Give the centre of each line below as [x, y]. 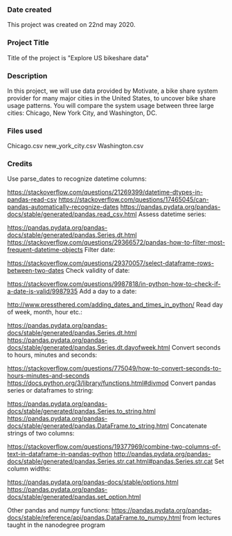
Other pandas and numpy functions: [59, 510]
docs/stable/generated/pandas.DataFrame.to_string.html [88, 426]
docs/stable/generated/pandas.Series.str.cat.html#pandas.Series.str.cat [110, 461]
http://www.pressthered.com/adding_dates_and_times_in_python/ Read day [115, 305]
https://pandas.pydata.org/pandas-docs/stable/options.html [93, 482]
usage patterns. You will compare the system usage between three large [111, 105]
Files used [25, 131]
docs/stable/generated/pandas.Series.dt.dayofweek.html [89, 348]
